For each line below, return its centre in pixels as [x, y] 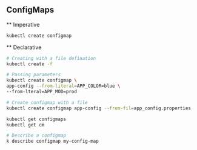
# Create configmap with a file [47, 102]
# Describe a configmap [36, 135]
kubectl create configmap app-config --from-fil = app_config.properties [98, 108]
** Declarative [24, 47]
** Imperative [23, 24]
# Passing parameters [34, 75]
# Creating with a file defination [51, 58]
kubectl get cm [25, 125]
